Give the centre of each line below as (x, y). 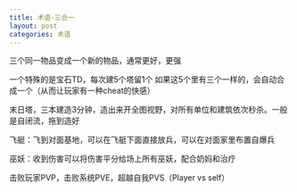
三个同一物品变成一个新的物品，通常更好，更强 (95, 61)
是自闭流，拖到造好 (45, 121)
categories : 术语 (40, 34)
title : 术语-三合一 (42, 17)
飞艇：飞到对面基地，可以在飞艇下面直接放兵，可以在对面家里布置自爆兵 (142, 140)
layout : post (33, 26)
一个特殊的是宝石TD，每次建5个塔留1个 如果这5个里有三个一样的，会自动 (143, 79)
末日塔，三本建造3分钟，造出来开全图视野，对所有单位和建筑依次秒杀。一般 (148, 110)
